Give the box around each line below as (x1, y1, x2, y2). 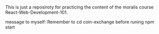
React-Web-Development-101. (5, 9, 68, 15)
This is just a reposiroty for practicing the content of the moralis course (5, 4, 154, 10)
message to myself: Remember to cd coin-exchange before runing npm (5, 19, 154, 25)
